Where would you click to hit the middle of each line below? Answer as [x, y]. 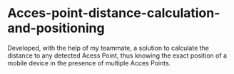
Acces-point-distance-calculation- [114, 13]
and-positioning [56, 28]
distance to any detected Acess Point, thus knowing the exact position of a [117, 55]
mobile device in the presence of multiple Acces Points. [89, 63]
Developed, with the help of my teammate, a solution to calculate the [108, 48]
